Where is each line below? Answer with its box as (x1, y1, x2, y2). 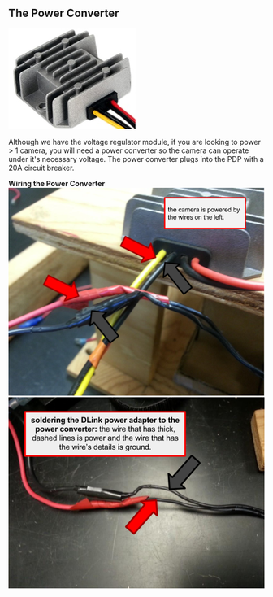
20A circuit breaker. (8, 163, 75, 172)
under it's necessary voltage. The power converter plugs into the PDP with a (8, 154, 264, 163)
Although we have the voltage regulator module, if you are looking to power (8, 137, 262, 146)
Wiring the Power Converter (8, 178, 106, 188)
